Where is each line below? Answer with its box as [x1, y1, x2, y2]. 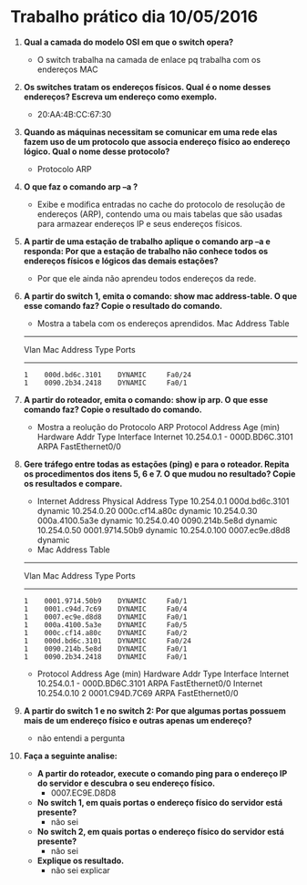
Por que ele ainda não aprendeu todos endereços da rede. [36, 273, 257, 283]
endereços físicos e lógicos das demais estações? [23, 255, 219, 266]
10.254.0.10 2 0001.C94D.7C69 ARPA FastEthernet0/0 [36, 687, 240, 698]
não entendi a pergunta [36, 732, 126, 744]
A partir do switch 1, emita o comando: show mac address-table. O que [23, 290, 298, 302]
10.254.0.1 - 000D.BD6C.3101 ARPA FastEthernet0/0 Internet [36, 677, 263, 689]
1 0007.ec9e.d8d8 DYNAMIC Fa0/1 [23, 612, 188, 622]
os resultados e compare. [23, 478, 123, 489]
